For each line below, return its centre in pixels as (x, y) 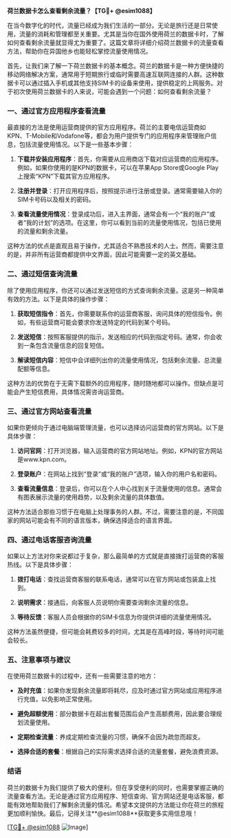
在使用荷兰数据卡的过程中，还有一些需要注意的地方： (82, 676)
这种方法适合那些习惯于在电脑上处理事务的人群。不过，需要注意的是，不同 (112, 511)
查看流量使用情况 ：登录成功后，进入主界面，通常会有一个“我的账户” (113, 214)
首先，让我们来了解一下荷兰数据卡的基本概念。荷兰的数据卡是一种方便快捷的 (115, 66)
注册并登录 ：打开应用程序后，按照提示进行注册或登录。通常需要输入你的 (119, 191)
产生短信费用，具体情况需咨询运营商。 (73, 392)
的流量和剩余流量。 (44, 231)
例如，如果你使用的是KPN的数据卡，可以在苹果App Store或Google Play (118, 168)
